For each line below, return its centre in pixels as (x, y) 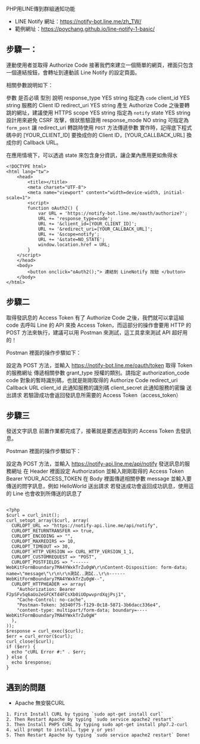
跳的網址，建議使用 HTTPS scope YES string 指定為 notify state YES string (98, 113)
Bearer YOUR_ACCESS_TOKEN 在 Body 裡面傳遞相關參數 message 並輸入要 (99, 479)
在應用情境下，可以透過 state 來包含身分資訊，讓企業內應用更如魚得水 (92, 155)
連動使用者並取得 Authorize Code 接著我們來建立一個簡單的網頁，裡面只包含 (100, 65)
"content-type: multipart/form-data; (64, 610)
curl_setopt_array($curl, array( (48, 520)
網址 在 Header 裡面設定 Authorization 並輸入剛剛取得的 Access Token (98, 471)
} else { (17, 658)
